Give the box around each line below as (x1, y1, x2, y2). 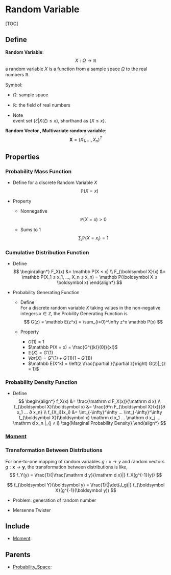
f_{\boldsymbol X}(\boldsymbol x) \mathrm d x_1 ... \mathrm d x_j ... (18, 415, 161, 421)
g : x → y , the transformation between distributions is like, (5, 464, 128, 470)
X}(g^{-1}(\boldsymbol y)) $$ (55, 487, 116, 493)
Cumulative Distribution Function (5, 249, 89, 256)
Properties (5, 152, 40, 161)
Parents (5, 550, 31, 559)
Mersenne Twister (12, 507, 51, 513)
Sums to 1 (20, 227, 41, 233)
